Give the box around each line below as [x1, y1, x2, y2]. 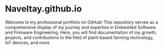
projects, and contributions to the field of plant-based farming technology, [5, 35, 154, 40]
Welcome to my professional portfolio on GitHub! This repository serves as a [5, 19, 158, 25]
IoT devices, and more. [5, 39, 51, 45]
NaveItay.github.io [5, 3, 82, 14]
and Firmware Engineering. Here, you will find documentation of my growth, [5, 29, 157, 35]
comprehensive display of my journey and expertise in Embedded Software [5, 24, 156, 30]
